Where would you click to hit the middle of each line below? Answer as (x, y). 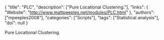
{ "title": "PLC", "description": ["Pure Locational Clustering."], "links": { (77, 7)
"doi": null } (16, 23)
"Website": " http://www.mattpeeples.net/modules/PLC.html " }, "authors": (80, 12)
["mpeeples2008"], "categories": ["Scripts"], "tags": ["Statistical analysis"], (82, 18)
